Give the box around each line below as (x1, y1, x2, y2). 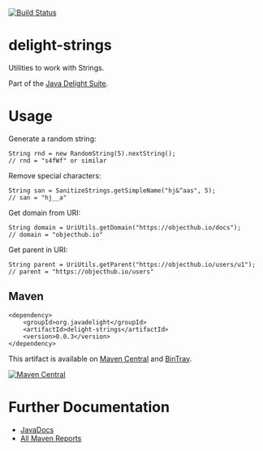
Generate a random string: (8, 134, 97, 144)
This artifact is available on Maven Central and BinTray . (8, 354, 192, 363)
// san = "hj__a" (8, 193, 67, 202)
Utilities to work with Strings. (8, 62, 105, 72)
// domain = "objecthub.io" (8, 230, 104, 238)
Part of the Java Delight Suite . (8, 78, 109, 88)
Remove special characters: (8, 170, 101, 180)
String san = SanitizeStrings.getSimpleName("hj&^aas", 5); (8, 187, 217, 195)
